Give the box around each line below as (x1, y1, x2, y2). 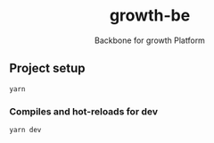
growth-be (109, 5, 191, 26)
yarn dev (9, 126, 42, 135)
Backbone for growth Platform (95, 35, 205, 46)
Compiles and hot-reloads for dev (9, 105, 159, 117)
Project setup (9, 61, 86, 76)
